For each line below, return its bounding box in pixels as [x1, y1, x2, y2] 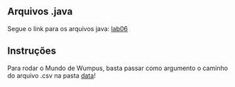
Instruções [7, 45, 57, 57]
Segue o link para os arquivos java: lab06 [7, 24, 128, 33]
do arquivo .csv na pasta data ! [7, 71, 96, 80]
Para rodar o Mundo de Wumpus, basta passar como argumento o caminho [7, 64, 229, 72]
